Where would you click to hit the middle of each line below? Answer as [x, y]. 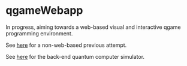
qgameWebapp [44, 10]
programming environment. [39, 33]
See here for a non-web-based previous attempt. [66, 45]
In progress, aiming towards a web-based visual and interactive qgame [93, 27]
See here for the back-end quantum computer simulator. [75, 56]
